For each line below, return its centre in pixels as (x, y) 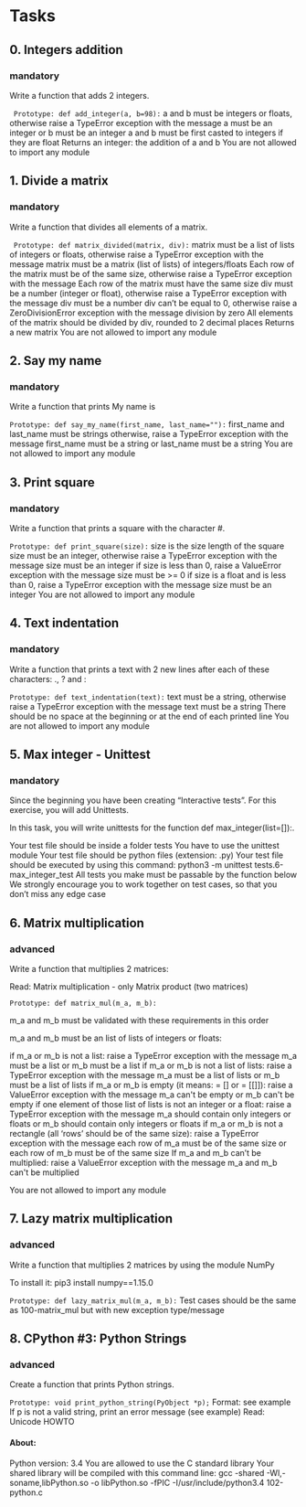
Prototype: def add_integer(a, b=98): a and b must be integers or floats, (153, 113)
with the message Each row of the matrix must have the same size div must (152, 283)
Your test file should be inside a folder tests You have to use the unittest (145, 846)
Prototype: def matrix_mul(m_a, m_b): (83, 1003)
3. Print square (52, 482)
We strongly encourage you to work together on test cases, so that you (143, 884)
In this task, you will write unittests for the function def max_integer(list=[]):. (152, 828)
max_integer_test (42, 875)
